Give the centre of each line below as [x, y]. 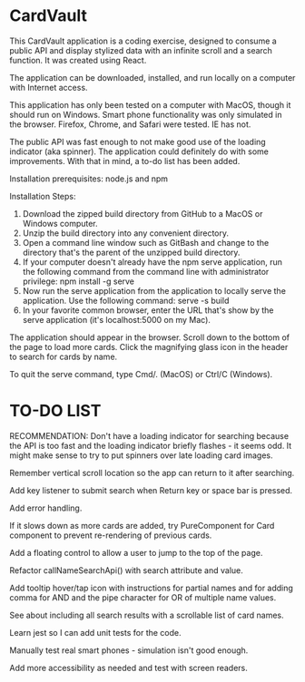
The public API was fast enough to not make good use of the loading [138, 141]
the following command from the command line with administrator [146, 271]
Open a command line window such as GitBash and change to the [146, 242]
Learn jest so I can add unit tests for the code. [95, 632]
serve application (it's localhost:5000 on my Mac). [117, 319]
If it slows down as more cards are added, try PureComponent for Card [142, 525]
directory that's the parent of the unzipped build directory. [131, 252]
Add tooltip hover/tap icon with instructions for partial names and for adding [151, 588]
